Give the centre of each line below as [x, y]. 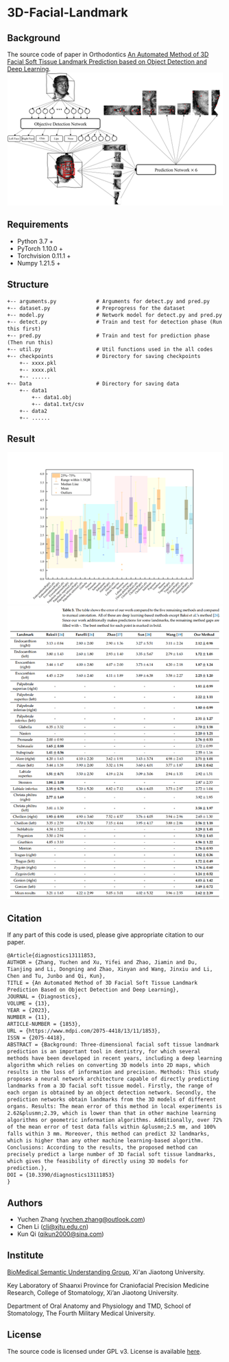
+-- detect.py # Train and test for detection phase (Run [115, 322]
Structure [28, 285]
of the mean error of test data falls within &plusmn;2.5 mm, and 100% [111, 1127]
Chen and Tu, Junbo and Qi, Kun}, [57, 976]
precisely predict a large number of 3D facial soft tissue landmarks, [111, 1155]
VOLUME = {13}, [29, 1004]
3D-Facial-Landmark [68, 13]
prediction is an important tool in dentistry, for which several [104, 1052]
